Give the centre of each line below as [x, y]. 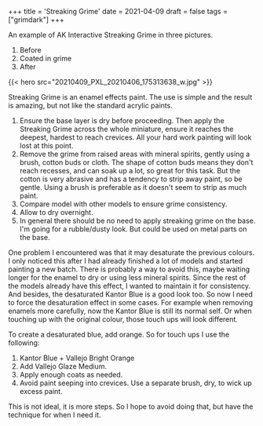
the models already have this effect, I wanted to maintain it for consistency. [130, 286]
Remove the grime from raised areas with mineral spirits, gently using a [135, 154]
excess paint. [41, 391]
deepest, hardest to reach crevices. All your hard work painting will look [135, 137]
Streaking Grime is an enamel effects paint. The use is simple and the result [130, 97]
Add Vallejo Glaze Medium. [63, 366]
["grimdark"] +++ [37, 20]
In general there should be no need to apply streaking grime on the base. [137, 220]
